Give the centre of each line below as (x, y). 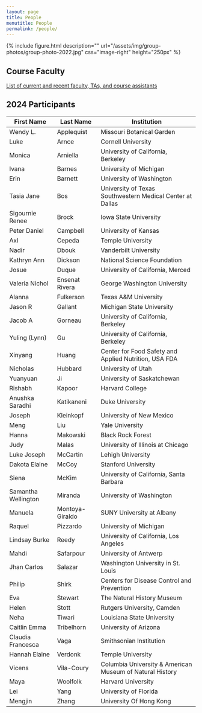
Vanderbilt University (130, 250)
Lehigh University (125, 454)
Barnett (67, 179)
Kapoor (67, 388)
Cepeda (68, 240)
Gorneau (69, 320)
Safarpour (71, 553)
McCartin (70, 454)
